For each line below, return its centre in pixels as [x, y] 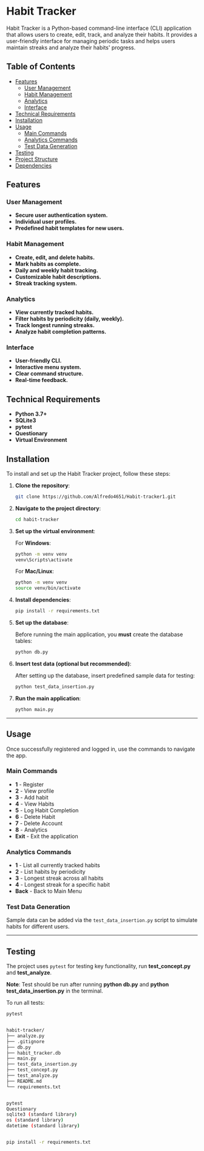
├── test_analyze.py [32, 1076]
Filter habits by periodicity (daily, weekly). [70, 319]
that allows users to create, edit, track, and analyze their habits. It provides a [102, 34]
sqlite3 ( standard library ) [42, 1114]
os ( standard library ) [35, 1120]
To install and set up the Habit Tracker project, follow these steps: [88, 473]
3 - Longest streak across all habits [59, 878]
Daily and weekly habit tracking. [56, 270]
